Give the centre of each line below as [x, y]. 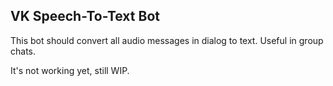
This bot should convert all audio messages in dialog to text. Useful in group [167, 40]
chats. [23, 51]
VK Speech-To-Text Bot [85, 16]
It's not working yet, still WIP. [70, 70]
